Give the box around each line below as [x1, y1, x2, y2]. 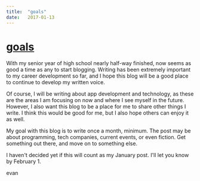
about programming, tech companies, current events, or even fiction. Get [6, 134, 186, 141]
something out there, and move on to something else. [6, 140, 138, 147]
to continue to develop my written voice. [6, 79, 106, 86]
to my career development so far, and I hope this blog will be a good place [6, 72, 189, 79]
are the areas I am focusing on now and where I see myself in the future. [6, 97, 184, 104]
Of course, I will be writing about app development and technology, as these [6, 90, 194, 97]
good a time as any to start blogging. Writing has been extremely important [6, 66, 191, 73]
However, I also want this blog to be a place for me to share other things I [6, 103, 186, 111]
